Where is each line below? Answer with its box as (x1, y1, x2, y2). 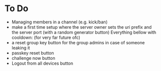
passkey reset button (11, 50, 54, 56)
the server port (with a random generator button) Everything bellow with (11, 29, 157, 35)
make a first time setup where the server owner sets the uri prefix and (11, 24, 152, 30)
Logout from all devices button (11, 60, 73, 66)
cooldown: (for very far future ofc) (11, 35, 81, 40)
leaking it (11, 45, 30, 51)
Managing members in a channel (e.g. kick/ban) (11, 19, 108, 25)
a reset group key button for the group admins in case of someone (11, 39, 145, 45)
